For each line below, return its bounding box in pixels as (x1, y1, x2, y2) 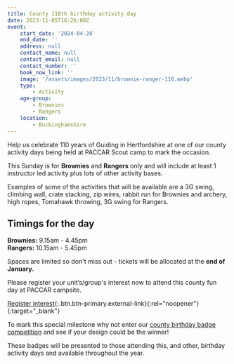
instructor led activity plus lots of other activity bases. (7, 169, 163, 177)
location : (20, 114, 49, 121)
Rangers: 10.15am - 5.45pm (7, 243, 87, 252)
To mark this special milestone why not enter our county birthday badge (7, 321, 216, 329)
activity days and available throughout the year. (7, 349, 145, 358)
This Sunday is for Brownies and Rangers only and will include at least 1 (7, 161, 216, 170)
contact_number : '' (20, 62, 77, 69)
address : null (20, 43, 61, 50)
